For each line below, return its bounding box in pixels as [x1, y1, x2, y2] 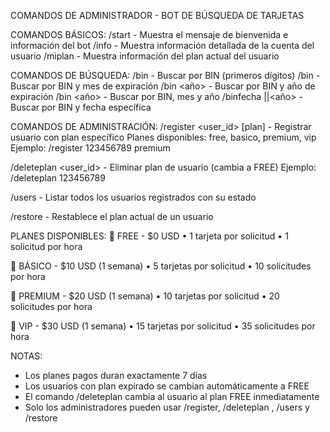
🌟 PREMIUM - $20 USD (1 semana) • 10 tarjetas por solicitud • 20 [10, 290, 280, 302]
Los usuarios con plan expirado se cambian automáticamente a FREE [24, 380, 310, 392]
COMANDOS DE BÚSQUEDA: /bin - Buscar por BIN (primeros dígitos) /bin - [10, 70, 321, 81]
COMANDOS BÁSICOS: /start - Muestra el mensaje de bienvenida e [10, 29, 289, 40]
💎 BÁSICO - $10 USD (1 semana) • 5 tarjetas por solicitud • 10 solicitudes [10, 260, 312, 272]
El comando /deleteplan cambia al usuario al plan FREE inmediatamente [24, 391, 320, 402]
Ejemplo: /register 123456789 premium [10, 142, 171, 154]
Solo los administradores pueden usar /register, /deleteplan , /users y [24, 401, 310, 413]
